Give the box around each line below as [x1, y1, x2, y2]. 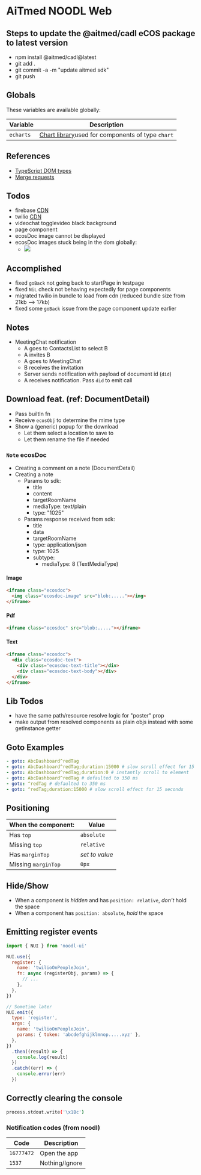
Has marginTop [9, 851, 50, 859]
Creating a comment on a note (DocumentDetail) [14, 465, 136, 472]
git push [14, 73, 35, 79]
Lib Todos [6, 696, 44, 706]
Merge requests [14, 173, 55, 181]
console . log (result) [17, 1054, 68, 1060]
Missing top [9, 841, 43, 849]
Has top [9, 831, 32, 839]
